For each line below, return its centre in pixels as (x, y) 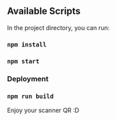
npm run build (30, 96)
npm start (23, 61)
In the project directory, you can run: (58, 27)
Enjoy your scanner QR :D (43, 110)
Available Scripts (44, 11)
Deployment (28, 79)
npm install (27, 44)
